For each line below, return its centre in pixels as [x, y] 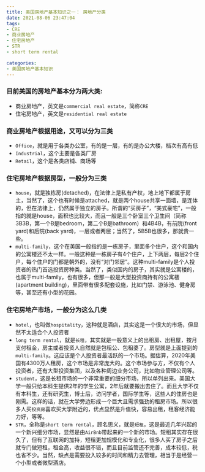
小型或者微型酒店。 [45, 462]
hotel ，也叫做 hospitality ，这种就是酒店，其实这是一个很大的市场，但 [104, 324]
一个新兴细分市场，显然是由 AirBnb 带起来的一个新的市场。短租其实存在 [104, 432]
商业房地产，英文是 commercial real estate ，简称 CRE [82, 106]
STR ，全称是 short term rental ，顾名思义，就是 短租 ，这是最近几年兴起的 [106, 424]
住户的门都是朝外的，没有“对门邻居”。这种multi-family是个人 [113, 262]
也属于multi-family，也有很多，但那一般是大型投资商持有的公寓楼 [97, 277]
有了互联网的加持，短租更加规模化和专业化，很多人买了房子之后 [117, 439]
